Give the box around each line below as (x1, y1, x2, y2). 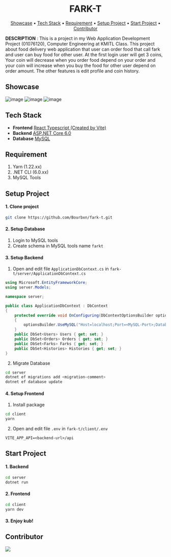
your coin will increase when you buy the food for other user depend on (5, 62, 156, 68)
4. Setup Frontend (5, 390, 44, 396)
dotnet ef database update (5, 379, 63, 384)
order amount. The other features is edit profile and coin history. (5, 67, 140, 74)
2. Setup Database (5, 226, 45, 232)
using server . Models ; (5, 285, 51, 290)
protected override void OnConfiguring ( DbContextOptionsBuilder (14, 312, 154, 318)
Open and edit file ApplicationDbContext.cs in (12, 266, 109, 272)
